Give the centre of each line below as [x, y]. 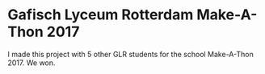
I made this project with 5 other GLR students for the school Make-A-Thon [130, 54]
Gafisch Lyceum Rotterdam [101, 15]
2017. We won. [32, 63]
